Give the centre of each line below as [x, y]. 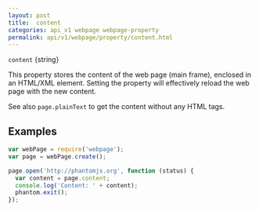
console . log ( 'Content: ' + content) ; [77, 185]
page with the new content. [52, 92]
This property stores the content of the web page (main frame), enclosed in [130, 75]
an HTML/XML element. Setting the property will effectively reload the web [129, 83]
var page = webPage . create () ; [58, 156]
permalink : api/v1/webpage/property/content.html [91, 37]
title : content [34, 23]
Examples [32, 131]
